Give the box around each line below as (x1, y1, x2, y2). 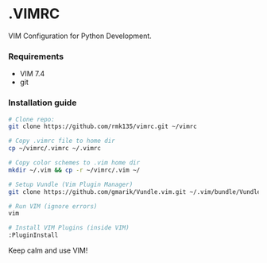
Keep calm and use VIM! (8, 246, 88, 255)
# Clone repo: (8, 115, 56, 123)
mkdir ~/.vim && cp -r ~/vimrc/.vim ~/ (8, 166, 141, 174)
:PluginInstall (8, 231, 59, 239)
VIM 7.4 (19, 69, 45, 79)
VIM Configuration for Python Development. (8, 31, 153, 41)
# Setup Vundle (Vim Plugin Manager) (8, 180, 133, 188)
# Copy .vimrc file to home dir (8, 137, 115, 145)
